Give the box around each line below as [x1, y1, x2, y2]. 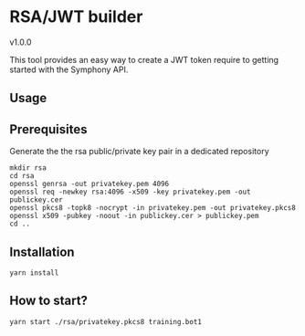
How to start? [9, 293, 89, 309]
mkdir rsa [9, 163, 47, 173]
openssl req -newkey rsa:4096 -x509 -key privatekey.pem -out [9, 187, 251, 197]
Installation [9, 244, 75, 259]
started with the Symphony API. [9, 64, 129, 75]
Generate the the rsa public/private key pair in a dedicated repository [9, 146, 269, 157]
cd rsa [9, 172, 35, 181]
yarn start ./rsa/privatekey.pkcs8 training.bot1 [9, 317, 203, 326]
